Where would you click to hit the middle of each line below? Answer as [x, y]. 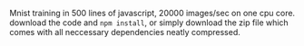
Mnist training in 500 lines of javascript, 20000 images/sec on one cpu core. [152, 13]
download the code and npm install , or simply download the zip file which [149, 23]
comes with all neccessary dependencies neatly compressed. [125, 32]
